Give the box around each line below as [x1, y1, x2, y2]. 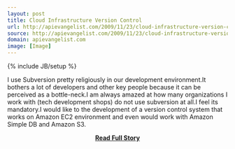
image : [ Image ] [7, 43, 52, 50]
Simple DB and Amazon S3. [7, 120, 86, 128]
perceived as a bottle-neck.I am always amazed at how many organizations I [7, 90, 228, 99]
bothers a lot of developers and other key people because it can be [7, 83, 201, 91]
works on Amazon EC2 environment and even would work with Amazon [7, 113, 213, 121]
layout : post [7, 10, 45, 17]
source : [7, 29, 30, 37]
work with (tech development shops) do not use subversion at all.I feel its [7, 98, 218, 106]
